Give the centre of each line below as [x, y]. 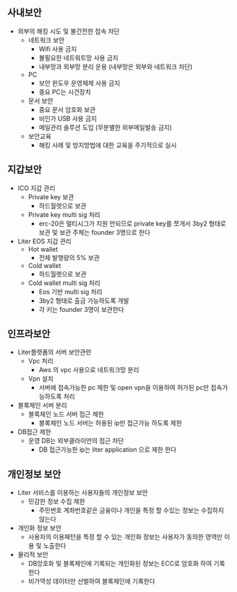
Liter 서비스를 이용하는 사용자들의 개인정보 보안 [83, 493]
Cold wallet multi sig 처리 [64, 283]
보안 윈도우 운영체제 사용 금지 [79, 83]
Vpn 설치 [41, 379]
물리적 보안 [33, 554]
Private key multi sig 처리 [64, 214]
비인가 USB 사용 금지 [68, 118]
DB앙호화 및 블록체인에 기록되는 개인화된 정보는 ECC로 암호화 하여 [120, 564]
